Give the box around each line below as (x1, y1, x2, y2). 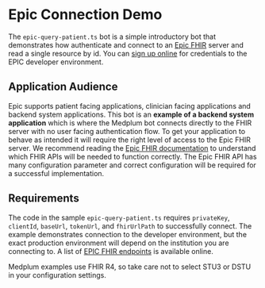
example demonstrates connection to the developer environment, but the (8, 229, 248, 239)
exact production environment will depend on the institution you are (8, 238, 229, 248)
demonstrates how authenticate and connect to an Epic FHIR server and (8, 40, 244, 49)
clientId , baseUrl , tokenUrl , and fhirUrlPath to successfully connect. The (8, 221, 252, 231)
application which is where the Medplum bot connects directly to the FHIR (8, 117, 252, 128)
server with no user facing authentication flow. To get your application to (8, 126, 246, 136)
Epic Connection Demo (8, 6, 163, 24)
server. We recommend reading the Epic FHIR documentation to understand (8, 143, 256, 152)
